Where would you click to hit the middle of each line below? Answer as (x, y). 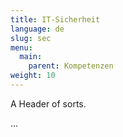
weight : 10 (33, 76)
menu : (21, 47)
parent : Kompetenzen (71, 66)
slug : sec (31, 38)
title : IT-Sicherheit (55, 19)
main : (31, 57)
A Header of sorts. (48, 103)
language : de (37, 29)
